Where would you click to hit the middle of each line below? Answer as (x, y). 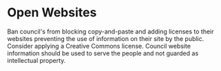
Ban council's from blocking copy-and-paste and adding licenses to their (110, 31)
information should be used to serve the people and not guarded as (103, 53)
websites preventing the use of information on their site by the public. (106, 38)
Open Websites (52, 13)
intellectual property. (36, 60)
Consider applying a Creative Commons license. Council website (99, 46)
